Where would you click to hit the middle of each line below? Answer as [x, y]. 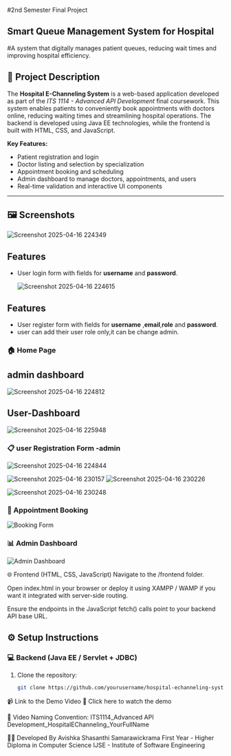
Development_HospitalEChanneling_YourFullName [78, 724]
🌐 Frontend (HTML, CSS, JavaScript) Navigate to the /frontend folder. [106, 574]
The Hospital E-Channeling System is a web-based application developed [113, 94]
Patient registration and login [58, 157]
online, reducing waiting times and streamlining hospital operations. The [109, 116]
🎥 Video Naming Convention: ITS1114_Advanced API [80, 717]
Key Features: [27, 143]
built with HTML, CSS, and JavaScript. [61, 130]
